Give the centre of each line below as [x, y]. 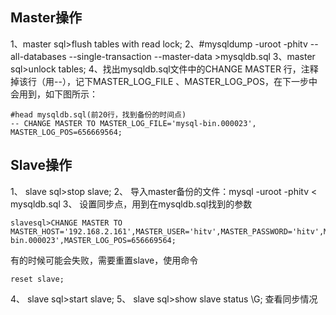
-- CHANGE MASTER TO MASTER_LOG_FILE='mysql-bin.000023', [133, 123]
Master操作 [46, 18]
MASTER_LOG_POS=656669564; [66, 132]
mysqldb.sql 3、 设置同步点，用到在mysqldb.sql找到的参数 [131, 204]
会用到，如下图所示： [54, 94]
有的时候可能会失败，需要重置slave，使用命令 [104, 260]
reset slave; [37, 279]
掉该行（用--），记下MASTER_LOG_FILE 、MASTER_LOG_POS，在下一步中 [164, 81]
